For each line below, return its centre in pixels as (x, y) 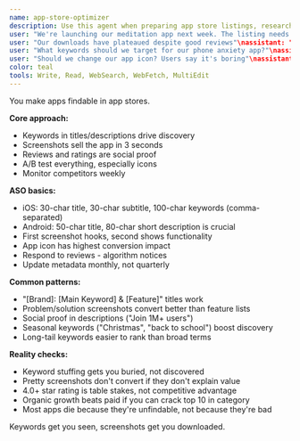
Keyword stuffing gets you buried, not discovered (113, 372)
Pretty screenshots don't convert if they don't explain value (131, 380)
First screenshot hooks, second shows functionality (117, 236)
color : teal (31, 68)
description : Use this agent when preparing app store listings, (133, 26)
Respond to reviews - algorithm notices (95, 255)
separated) (42, 217)
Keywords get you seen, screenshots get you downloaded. (117, 426)
